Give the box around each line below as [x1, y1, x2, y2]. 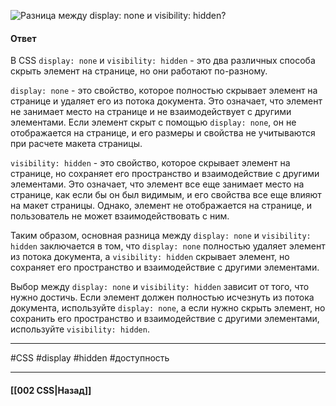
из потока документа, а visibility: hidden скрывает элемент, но [10, 251, 290, 263]
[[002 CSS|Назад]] [10, 384, 92, 396]
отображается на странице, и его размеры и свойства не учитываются [10, 127, 316, 139]
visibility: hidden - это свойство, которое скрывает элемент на [10, 157, 291, 169]
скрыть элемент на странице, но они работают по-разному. [10, 65, 268, 77]
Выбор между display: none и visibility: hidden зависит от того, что [10, 281, 310, 293]
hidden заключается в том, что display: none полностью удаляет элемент [10, 240, 326, 252]
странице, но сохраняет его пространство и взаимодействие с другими [10, 168, 320, 180]
